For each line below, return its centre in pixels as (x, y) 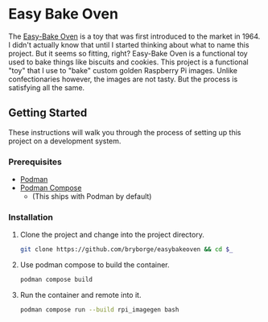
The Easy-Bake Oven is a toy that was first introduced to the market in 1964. (134, 36)
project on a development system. (65, 141)
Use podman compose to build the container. (95, 265)
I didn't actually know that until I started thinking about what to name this (129, 44)
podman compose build (56, 280)
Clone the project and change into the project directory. (112, 235)
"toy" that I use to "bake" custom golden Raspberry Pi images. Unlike (123, 70)
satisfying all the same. (47, 87)
